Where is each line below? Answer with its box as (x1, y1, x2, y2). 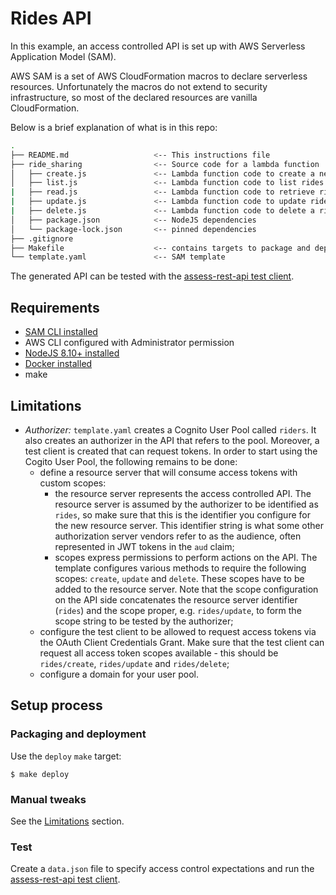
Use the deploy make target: (10, 750, 122, 762)
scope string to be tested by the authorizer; (54, 615, 234, 627)
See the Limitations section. (10, 815, 125, 827)
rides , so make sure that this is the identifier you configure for (54, 508, 311, 521)
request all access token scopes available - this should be (39, 647, 279, 659)
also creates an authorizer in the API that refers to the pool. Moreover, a (24, 434, 320, 446)
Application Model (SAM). (10, 50, 117, 62)
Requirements (10, 299, 100, 316)
